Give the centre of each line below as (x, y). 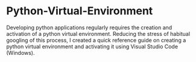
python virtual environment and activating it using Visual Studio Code (92, 46)
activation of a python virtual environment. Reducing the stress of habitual (98, 33)
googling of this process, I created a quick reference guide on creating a (96, 40)
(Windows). (21, 52)
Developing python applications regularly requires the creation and (89, 27)
